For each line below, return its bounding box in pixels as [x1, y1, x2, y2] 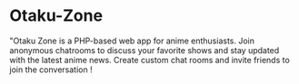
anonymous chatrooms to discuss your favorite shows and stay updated [9, 44, 280, 55]
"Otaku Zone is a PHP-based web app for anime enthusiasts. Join [9, 35, 254, 46]
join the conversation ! [9, 64, 93, 75]
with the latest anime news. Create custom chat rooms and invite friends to [9, 54, 291, 65]
